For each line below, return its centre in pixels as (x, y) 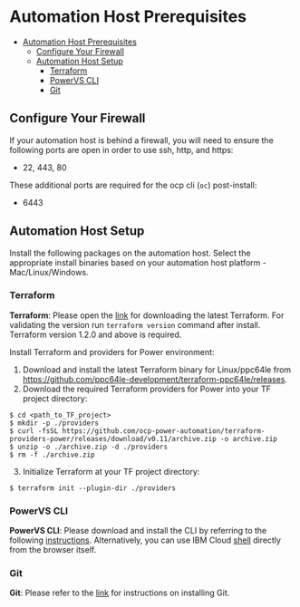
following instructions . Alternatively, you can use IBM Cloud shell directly (145, 540)
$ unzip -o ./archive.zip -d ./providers (89, 447)
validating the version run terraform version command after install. (135, 324)
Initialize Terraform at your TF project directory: (111, 471)
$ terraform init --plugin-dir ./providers (93, 488)
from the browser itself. (53, 550)
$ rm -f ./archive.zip (52, 455)
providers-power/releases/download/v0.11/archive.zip (113, 438)
